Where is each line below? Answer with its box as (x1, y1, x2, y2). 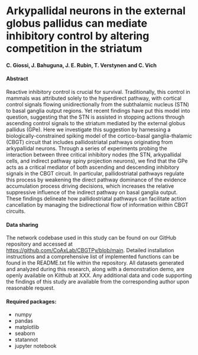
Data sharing (6, 221, 38, 228)
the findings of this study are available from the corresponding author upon (6, 278, 190, 285)
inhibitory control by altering (6, 30, 150, 43)
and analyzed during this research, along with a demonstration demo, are (6, 266, 184, 273)
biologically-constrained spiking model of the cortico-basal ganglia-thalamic (6, 132, 193, 139)
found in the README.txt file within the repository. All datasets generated (6, 259, 184, 266)
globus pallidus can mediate (6, 17, 148, 30)
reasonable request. (6, 285, 55, 292)
